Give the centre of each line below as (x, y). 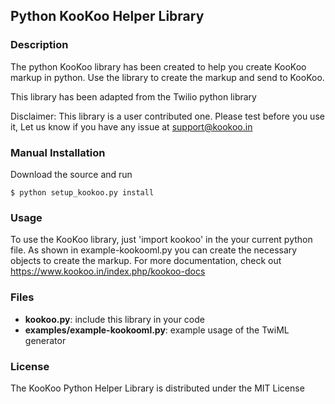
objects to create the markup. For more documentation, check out (146, 261)
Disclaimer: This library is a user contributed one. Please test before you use (167, 116)
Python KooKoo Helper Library (107, 16)
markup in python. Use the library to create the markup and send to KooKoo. (167, 77)
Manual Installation (58, 152)
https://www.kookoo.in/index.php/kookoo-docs (108, 271)
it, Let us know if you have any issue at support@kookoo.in (131, 126)
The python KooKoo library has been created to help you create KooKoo (158, 66)
